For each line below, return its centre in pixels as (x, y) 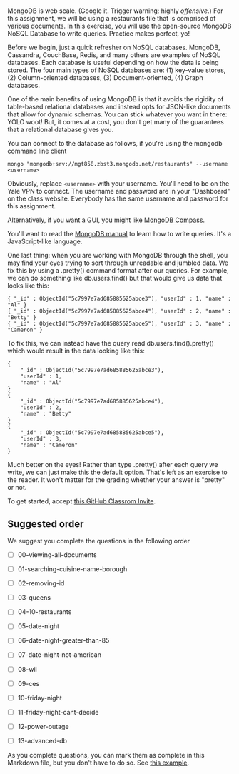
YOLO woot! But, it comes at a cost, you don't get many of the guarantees (116, 122)
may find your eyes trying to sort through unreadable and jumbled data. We (118, 263)
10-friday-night (40, 698)
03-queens (34, 598)
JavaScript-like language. (45, 241)
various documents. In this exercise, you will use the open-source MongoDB (119, 26)
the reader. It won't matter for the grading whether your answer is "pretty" (116, 480)
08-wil (27, 669)
